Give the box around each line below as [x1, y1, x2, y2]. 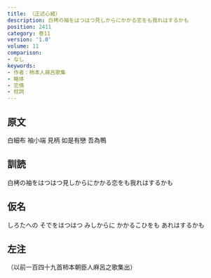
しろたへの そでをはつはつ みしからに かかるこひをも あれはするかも [7, 221, 205, 229]
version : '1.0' [7, 36, 52, 43]
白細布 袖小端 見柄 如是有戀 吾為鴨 [7, 136, 107, 144]
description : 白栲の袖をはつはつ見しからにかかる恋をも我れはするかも [7, 17, 189, 24]
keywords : [7, 62, 36, 69]
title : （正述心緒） [7, 10, 61, 18]
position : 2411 [7, 23, 52, 30]
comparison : [7, 50, 42, 57]
